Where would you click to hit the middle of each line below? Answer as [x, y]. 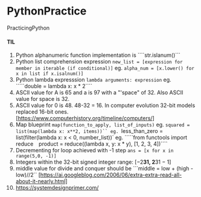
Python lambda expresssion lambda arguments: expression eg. [93, 80]
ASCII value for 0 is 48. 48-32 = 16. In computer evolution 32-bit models [105, 105]
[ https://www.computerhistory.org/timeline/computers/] [85, 118]
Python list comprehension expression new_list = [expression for [99, 62]
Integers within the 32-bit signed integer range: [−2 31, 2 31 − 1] [93, 162]
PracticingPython [28, 28]
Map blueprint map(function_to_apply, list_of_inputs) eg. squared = [103, 124]
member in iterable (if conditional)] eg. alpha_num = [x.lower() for [105, 68]
